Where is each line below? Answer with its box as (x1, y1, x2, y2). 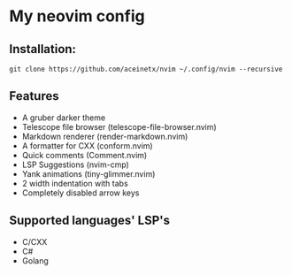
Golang (21, 255, 49, 266)
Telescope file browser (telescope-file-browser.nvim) (21, 121, 217, 132)
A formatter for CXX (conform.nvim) (21, 140, 153, 151)
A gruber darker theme (21, 112, 106, 123)
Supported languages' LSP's (9, 213, 171, 228)
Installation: (9, 42, 77, 57)
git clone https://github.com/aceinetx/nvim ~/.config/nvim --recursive (9, 65, 283, 73)
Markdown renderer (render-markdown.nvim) (21, 131, 188, 141)
